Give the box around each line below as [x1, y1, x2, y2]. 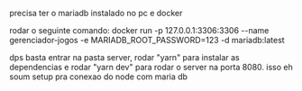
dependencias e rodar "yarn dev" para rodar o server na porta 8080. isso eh [9, 62, 293, 72]
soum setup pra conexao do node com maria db [9, 71, 188, 82]
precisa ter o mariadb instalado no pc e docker [9, 8, 183, 18]
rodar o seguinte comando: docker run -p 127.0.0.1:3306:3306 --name [9, 25, 270, 35]
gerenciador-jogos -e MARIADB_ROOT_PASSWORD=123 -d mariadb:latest [9, 35, 286, 45]
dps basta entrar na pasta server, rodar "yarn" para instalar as [9, 52, 241, 62]
